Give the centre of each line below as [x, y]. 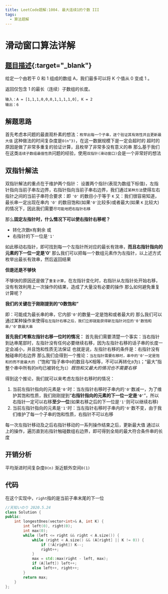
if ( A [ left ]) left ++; [54, 563]
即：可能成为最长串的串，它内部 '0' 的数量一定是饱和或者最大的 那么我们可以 [84, 314]
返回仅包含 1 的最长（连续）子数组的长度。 [49, 89]
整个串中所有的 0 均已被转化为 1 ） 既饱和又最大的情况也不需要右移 [71, 368]
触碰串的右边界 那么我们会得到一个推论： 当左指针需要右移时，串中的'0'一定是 [80, 355]
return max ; [36, 577]
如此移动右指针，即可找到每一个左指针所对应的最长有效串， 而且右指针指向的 [84, 247]
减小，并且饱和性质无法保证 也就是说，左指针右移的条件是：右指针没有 [87, 349]
